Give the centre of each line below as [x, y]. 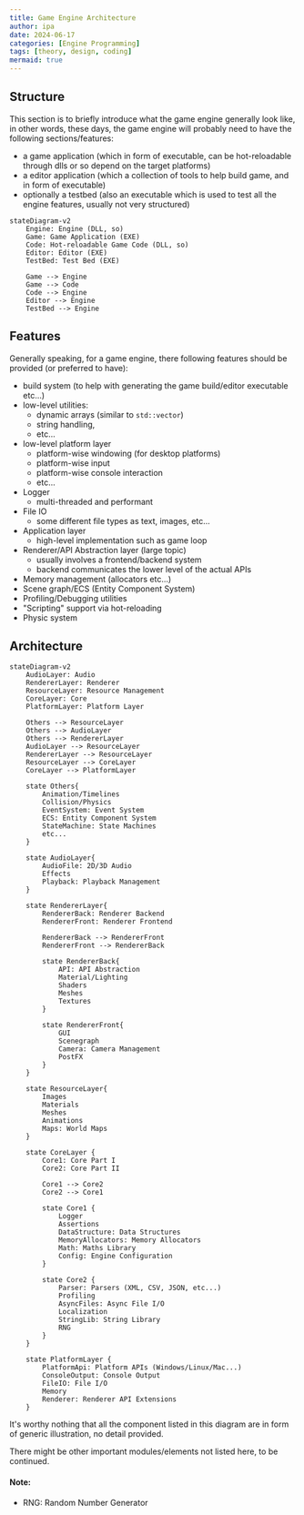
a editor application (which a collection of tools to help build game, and [156, 175]
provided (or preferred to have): [69, 368]
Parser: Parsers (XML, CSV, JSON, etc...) [140, 1288]
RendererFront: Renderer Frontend [107, 922]
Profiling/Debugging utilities [75, 598]
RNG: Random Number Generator [85, 1502]
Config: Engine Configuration [115, 1257]
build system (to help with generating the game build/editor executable [155, 385]
